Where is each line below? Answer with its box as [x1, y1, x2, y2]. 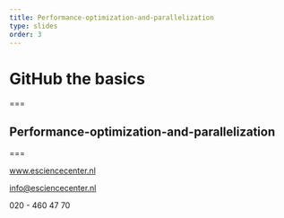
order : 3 [9, 30, 42, 39]
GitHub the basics [9, 68, 146, 89]
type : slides [9, 22, 58, 31]
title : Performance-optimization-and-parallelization [9, 13, 215, 22]
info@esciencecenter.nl [9, 183, 97, 194]
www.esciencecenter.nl [9, 165, 97, 176]
